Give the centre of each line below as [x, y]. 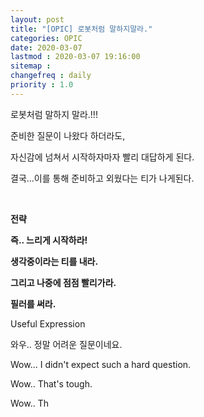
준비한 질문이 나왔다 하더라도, [68, 135]
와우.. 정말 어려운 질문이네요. [66, 344]
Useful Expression [48, 323]
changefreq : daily [51, 76]
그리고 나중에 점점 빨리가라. [63, 282]
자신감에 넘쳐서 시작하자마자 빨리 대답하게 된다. [102, 157]
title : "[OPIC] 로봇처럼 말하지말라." [81, 29]
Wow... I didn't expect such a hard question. [101, 364]
